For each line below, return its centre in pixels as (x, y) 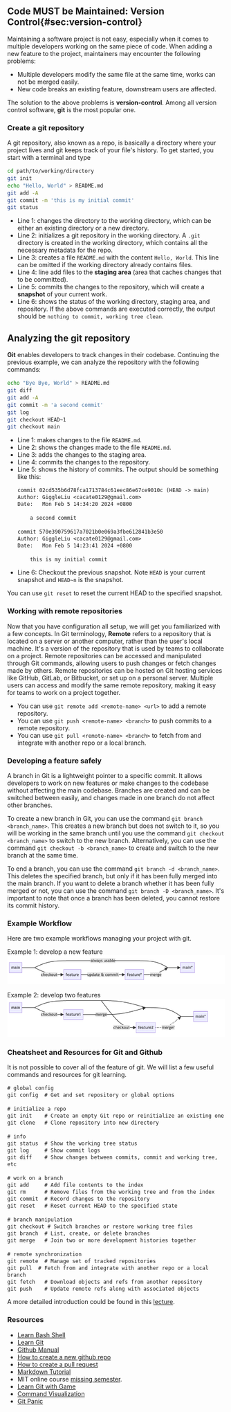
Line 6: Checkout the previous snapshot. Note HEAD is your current (111, 572)
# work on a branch (35, 1178)
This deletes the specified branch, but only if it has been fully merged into (112, 876)
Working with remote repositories (65, 611)
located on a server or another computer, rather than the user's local (105, 641)
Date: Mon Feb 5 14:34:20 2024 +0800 (75, 505)
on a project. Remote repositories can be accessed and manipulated (104, 655)
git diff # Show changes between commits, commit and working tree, (112, 1158)
